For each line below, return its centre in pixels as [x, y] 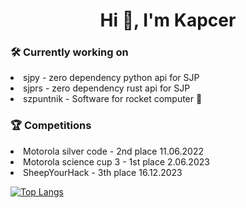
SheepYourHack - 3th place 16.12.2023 [103, 172]
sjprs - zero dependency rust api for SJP [107, 88]
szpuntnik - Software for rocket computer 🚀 [113, 99]
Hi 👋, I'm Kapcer [168, 20]
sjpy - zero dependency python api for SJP [111, 78]
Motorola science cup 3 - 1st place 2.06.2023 [116, 161]
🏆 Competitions [51, 126]
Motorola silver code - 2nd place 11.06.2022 [113, 151]
